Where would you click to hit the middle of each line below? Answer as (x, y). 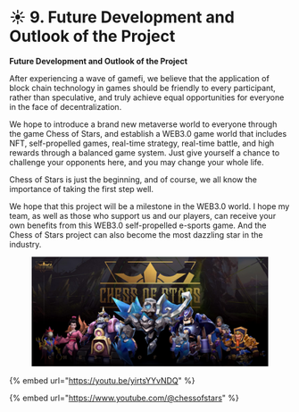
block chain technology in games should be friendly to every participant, (142, 88)
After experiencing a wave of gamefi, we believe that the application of (139, 78)
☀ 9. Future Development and (122, 17)
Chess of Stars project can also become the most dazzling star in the (136, 234)
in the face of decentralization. (66, 106)
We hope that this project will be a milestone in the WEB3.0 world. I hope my (149, 206)
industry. (25, 244)
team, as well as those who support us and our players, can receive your (143, 215)
